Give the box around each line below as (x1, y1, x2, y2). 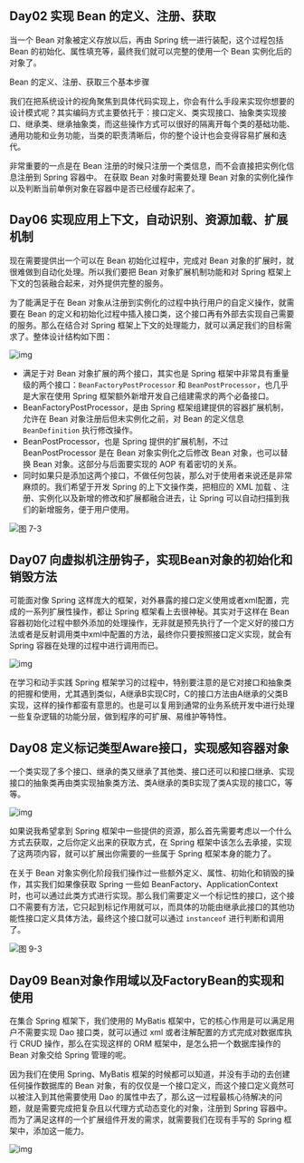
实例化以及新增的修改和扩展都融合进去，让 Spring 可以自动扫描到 (38, 493, 282, 503)
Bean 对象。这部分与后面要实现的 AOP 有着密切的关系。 (33, 458, 242, 469)
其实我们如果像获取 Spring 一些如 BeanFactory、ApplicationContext (24, 879, 279, 890)
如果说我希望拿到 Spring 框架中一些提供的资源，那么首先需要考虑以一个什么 (9, 826, 292, 836)
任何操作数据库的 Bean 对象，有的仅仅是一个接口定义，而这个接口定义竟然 (9, 1080, 287, 1091)
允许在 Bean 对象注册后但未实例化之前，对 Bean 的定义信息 (22, 413, 244, 424)
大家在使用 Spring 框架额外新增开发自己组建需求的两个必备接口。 (30, 390, 274, 401)
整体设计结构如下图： (33, 330, 113, 342)
